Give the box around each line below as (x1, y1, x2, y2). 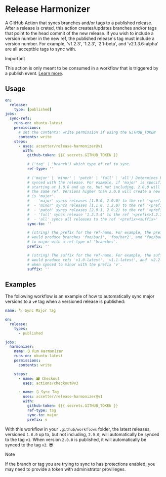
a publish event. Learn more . (5, 70, 63, 76)
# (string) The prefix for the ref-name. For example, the (27, 230, 152, 235)
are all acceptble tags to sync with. (5, 46, 77, 52)
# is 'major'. (27, 194, 56, 199)
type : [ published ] (14, 107, 52, 112)
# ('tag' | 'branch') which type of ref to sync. (27, 162, 132, 167)
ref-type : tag (27, 408, 56, 413)
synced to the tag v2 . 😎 (5, 441, 53, 447)
